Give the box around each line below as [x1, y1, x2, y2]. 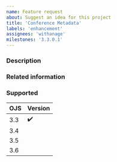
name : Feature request [6, 8, 63, 15]
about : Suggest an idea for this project [6, 14, 112, 20]
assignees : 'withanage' [6, 31, 66, 37]
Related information [6, 73, 65, 81]
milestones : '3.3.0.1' [6, 37, 63, 43]
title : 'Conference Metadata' [6, 20, 82, 26]
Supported [6, 88, 38, 97]
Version [27, 104, 50, 113]
